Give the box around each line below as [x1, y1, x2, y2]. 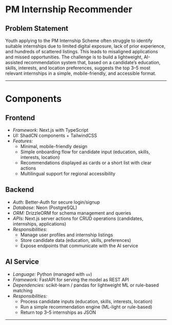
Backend [5, 186, 34, 194]
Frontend [5, 113, 35, 122]
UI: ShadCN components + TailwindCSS [12, 132, 97, 138]
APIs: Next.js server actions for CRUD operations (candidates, [12, 215, 143, 221]
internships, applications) [12, 220, 67, 227]
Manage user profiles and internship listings [20, 232, 114, 238]
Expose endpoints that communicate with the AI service [20, 242, 138, 249]
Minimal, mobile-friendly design [20, 144, 88, 149]
